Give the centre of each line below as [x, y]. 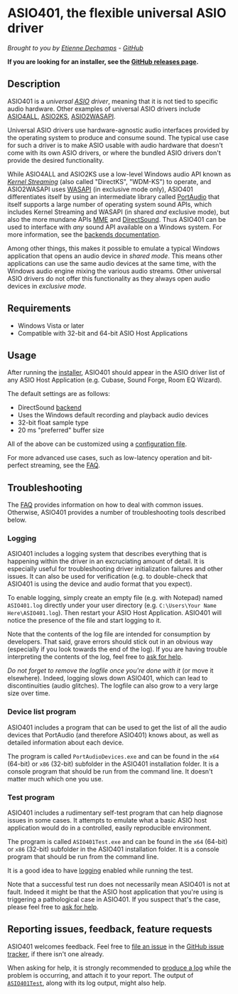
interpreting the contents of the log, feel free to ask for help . [95, 657]
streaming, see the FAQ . [65, 465]
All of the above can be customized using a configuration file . [97, 444]
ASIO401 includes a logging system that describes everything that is [107, 554]
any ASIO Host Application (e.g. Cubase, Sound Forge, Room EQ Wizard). [115, 380]
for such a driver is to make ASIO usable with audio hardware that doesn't [115, 145]
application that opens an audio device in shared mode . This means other [115, 256]
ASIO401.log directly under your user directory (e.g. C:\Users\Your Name [112, 605]
